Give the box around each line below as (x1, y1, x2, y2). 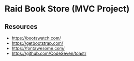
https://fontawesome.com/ (11, 46, 65, 51)
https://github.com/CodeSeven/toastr (11, 50, 87, 56)
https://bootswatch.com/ (11, 35, 61, 41)
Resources (4, 23, 38, 31)
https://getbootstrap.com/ (11, 40, 63, 46)
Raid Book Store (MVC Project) (4, 3, 130, 14)
